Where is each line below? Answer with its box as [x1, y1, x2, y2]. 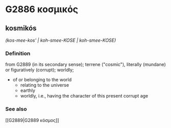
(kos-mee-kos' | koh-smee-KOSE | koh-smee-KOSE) [5, 37, 116, 43]
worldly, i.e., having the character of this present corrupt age [20, 93, 149, 99]
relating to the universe [20, 82, 69, 88]
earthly [20, 87, 36, 93]
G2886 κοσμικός [5, 4, 79, 15]
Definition [5, 50, 31, 57]
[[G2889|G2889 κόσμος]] [5, 117, 60, 123]
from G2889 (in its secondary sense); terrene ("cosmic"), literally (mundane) [5, 61, 166, 68]
